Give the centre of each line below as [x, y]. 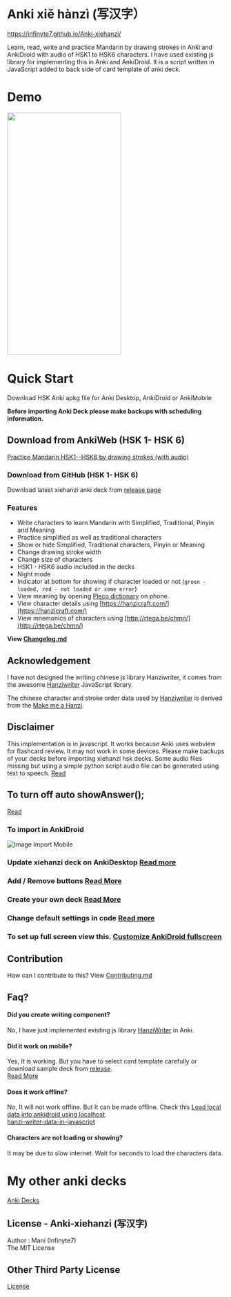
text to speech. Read [37, 773]
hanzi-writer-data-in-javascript [51, 1122]
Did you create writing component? [59, 1015]
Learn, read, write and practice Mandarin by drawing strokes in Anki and [110, 47]
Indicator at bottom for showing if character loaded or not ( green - [112, 582]
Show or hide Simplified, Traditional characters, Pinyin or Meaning [111, 545]
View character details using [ [59, 604]
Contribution [35, 959]
